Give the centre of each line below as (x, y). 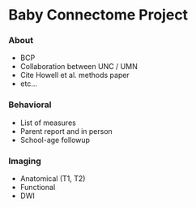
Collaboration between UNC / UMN (79, 67)
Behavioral (30, 105)
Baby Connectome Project (98, 15)
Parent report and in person (66, 131)
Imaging (25, 161)
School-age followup (55, 140)
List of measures (48, 123)
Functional (38, 188)
